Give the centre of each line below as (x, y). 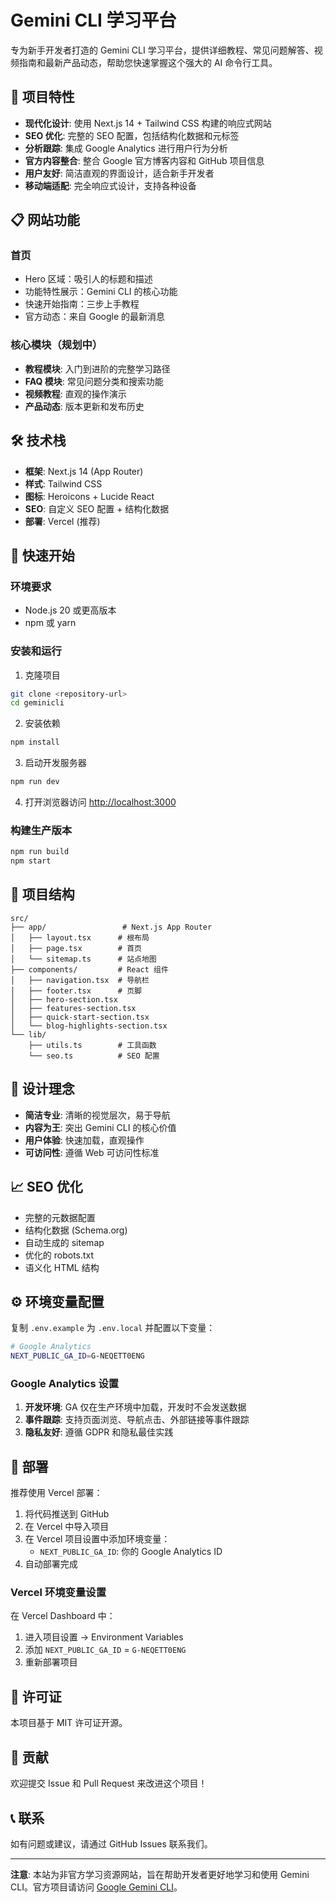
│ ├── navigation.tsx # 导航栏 (80, 980)
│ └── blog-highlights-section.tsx (89, 1026)
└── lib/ (28, 1034)
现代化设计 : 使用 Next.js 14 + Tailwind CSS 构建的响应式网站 (148, 123)
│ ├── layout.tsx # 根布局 (80, 937)
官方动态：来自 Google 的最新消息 (95, 317)
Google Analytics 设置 (65, 1383)
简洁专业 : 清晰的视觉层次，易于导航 (97, 1115)
